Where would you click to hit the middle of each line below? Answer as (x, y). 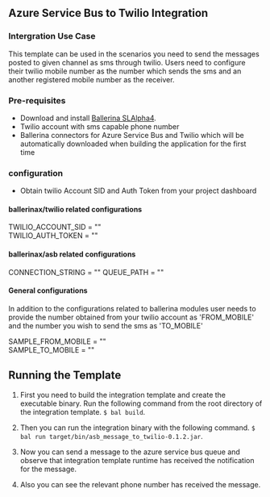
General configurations (48, 290)
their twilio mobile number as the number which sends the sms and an (125, 71)
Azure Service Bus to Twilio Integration (108, 13)
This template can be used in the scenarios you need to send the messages (134, 54)
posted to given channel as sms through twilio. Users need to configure (127, 62)
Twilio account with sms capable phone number (100, 126)
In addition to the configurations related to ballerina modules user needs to (132, 308)
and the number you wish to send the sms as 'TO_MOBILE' (106, 325)
